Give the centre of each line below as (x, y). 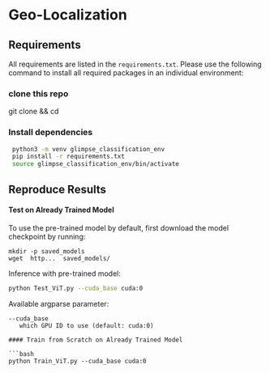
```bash (21, 354)
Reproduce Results (58, 189)
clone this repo (39, 93)
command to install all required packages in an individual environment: (126, 73)
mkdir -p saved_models (47, 251)
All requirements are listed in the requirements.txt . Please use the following (135, 64)
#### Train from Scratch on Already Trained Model (96, 340)
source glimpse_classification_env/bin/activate (96, 164)
